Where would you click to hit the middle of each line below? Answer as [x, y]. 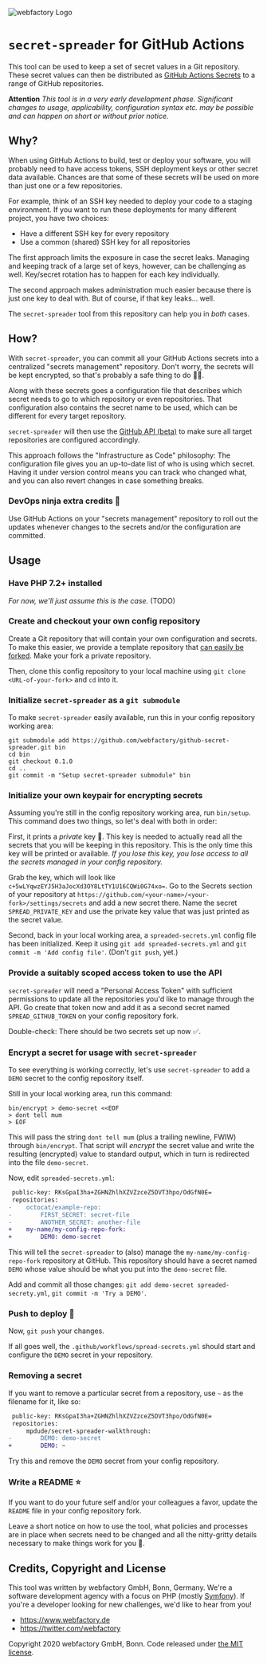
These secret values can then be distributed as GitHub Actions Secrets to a [132, 75]
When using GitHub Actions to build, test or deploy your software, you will [130, 160]
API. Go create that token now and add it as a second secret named [119, 1007]
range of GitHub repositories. [56, 83]
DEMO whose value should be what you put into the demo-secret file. [118, 1269]
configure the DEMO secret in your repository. [80, 1355]
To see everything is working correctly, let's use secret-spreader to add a [129, 1070]
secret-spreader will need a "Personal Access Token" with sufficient [120, 990]
